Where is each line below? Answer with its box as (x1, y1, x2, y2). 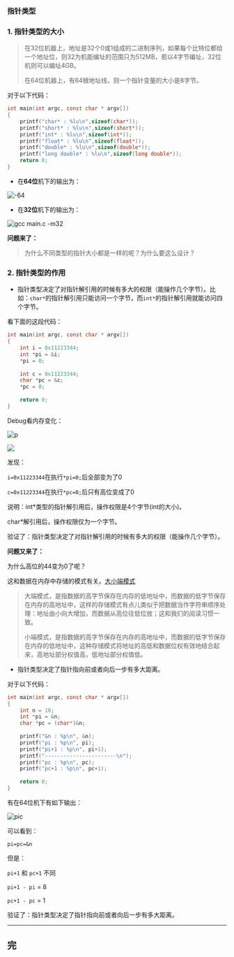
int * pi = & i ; (19, 351, 61, 358)
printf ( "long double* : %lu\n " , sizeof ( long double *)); (19, 150, 182, 158)
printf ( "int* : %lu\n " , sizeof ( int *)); (19, 131, 132, 138)
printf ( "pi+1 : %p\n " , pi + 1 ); (19, 746, 108, 753)
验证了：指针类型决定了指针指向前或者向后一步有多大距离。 (7, 910, 178, 919)
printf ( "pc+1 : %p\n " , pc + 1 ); (19, 765, 108, 772)
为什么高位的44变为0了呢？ (7, 561, 86, 570)
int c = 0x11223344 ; (19, 370, 79, 377)
